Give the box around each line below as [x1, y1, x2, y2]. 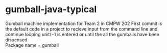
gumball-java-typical [5, 4, 97, 15]
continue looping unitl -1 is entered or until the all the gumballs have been [5, 31, 160, 37]
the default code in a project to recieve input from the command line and [5, 25, 158, 32]
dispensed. [5, 37, 29, 43]
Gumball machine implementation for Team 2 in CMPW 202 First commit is [5, 20, 162, 26]
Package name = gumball [5, 42, 59, 48]
